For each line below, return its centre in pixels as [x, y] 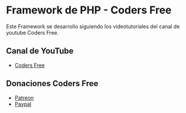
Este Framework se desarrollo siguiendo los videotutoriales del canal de [93, 26]
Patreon [24, 98]
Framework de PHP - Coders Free [89, 10]
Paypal [23, 104]
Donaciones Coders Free [52, 83]
